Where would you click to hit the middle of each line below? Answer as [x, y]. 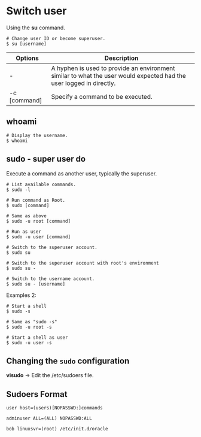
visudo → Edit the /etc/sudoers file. [50, 375]
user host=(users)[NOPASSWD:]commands [54, 408]
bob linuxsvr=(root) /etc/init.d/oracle [57, 429]
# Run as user [24, 232]
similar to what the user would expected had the [119, 75]
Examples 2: [22, 295]
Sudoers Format [37, 394]
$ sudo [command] [28, 205]
